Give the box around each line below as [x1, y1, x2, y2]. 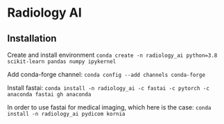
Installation [7, 33, 57, 44]
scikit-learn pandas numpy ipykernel [7, 58, 117, 65]
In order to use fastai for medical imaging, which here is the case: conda [7, 103, 212, 112]
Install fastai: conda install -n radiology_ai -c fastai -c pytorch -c [7, 84, 210, 91]
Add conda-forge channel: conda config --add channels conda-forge [7, 71, 206, 78]
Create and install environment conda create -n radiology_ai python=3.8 [7, 51, 218, 59]
